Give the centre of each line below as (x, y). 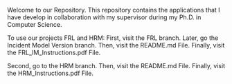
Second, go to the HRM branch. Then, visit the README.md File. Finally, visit (116, 66)
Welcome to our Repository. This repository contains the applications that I (114, 10)
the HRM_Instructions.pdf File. (50, 73)
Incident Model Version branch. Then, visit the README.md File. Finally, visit (116, 45)
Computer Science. (35, 24)
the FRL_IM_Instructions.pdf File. (54, 52)
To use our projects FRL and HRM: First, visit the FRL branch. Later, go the (113, 38)
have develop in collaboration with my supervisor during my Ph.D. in (104, 17)
